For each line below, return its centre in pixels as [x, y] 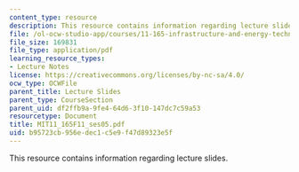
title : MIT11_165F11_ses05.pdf [67, 125]
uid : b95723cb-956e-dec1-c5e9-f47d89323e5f [91, 133]
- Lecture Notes [39, 67]
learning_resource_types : [57, 59]
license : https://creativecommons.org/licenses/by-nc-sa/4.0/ [127, 75]
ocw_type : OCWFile [43, 83]
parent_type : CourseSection [61, 100]
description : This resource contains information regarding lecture [139, 26]
